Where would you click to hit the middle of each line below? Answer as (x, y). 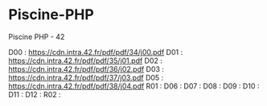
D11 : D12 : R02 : (35, 94)
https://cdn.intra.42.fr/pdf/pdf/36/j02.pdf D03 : (86, 69)
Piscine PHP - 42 (37, 37)
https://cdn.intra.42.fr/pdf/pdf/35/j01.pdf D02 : (86, 61)
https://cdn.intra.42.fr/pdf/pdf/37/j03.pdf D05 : (86, 77)
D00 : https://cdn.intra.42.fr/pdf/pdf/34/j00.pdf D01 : (96, 52)
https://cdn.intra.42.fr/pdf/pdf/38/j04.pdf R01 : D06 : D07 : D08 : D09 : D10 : (134, 86)
